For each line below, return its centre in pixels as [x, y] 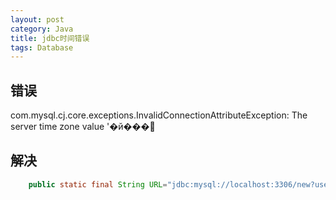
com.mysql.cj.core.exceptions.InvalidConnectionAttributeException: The [159, 115]
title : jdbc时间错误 [50, 38]
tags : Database [42, 47]
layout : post [37, 19]
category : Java [42, 29]
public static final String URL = [98, 184]
